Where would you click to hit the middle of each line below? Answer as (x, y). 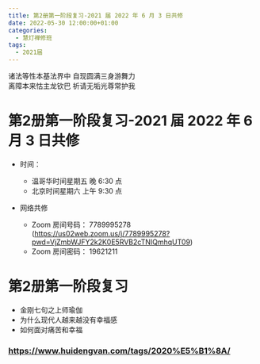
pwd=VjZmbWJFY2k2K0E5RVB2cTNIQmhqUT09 (111, 242)
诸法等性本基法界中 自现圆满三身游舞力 (72, 76)
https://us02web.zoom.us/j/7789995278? (102, 233)
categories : (28, 30)
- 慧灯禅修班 (34, 38)
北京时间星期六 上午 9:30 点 (77, 190)
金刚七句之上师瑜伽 (51, 309)
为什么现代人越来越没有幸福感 (68, 320)
